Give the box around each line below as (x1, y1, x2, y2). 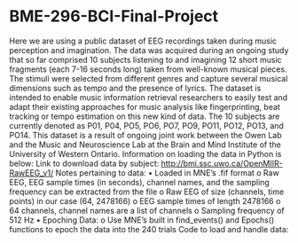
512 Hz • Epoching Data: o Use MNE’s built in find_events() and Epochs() (9, 215, 275, 225)
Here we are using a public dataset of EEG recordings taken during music (9, 35, 278, 46)
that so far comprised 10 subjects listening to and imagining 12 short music (9, 54, 282, 65)
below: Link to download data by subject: (9, 158, 160, 169)
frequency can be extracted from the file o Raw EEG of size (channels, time (9, 186, 285, 197)
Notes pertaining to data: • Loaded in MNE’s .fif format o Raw (55, 167, 279, 178)
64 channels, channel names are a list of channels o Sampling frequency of (9, 205, 286, 216)
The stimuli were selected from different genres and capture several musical (9, 73, 288, 83)
